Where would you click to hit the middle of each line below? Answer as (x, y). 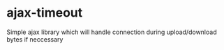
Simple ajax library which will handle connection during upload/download (112, 32)
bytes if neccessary (35, 39)
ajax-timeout (45, 13)
